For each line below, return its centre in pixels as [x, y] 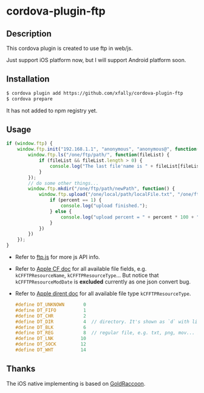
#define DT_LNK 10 [50, 339]
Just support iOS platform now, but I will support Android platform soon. [96, 60]
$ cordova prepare [29, 99]
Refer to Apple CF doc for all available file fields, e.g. [81, 269]
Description [29, 34]
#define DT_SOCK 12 [50, 344]
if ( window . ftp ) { [29, 144]
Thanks [21, 369]
